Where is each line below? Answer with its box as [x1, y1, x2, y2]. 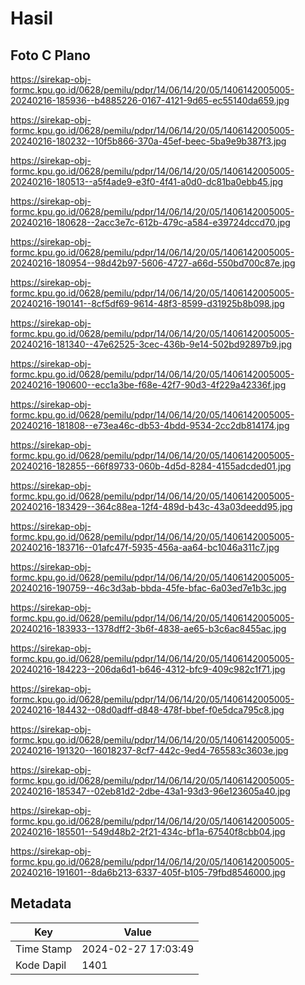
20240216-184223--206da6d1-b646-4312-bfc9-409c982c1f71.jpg [10, 663, 286, 675]
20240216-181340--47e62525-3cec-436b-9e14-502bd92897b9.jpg [10, 338, 293, 350]
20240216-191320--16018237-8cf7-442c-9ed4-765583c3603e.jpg [10, 745, 289, 756]
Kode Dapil [15, 958, 67, 972]
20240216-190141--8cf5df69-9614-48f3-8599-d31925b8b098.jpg [10, 298, 285, 309]
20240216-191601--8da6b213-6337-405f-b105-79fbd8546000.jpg [10, 867, 286, 878]
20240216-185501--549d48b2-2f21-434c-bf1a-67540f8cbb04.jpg [10, 826, 286, 837]
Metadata [10, 895, 72, 912]
